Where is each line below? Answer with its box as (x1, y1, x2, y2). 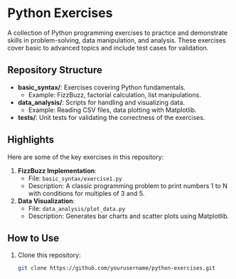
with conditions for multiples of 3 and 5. (28, 189, 145, 197)
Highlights (7, 133, 55, 146)
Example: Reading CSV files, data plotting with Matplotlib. (28, 105, 197, 114)
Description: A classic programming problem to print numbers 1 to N (28, 181, 227, 190)
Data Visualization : (17, 197, 75, 205)
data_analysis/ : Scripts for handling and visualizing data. (17, 98, 186, 106)
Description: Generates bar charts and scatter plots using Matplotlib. (28, 212, 230, 220)
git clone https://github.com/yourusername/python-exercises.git (17, 265, 215, 272)
